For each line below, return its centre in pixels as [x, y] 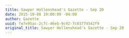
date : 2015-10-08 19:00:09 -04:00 [41, 14]
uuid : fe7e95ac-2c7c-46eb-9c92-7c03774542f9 [52, 23]
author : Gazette [22, 19]
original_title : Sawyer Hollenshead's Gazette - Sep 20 [64, 28]
